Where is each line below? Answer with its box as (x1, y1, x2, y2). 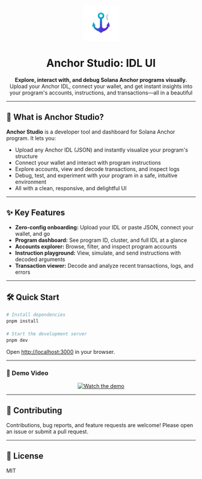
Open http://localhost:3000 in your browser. (6, 348, 115, 355)
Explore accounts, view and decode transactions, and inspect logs (14, 165, 180, 173)
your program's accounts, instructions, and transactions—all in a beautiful (9, 89, 193, 96)
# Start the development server (6, 331, 87, 337)
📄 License (6, 451, 44, 462)
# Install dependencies (6, 312, 66, 318)
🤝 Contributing (6, 406, 63, 416)
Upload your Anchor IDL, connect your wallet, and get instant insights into (9, 82, 193, 90)
